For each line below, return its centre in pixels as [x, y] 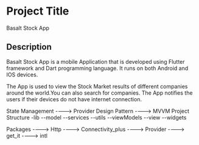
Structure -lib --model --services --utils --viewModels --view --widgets [96, 117]
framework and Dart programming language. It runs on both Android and [97, 68]
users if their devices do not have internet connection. [74, 99]
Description [29, 47]
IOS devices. [22, 75]
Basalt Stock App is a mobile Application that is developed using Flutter [96, 61]
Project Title [38, 11]
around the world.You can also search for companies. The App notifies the [100, 93]
